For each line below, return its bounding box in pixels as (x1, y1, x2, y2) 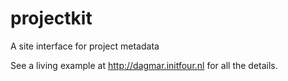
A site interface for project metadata (10, 40, 160, 52)
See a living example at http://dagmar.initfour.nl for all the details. (10, 59, 278, 71)
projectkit (10, 7, 93, 30)
